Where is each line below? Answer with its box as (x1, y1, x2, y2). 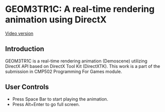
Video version (5, 30, 34, 36)
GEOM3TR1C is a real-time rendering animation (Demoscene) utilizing (5, 58, 148, 64)
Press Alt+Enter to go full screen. (12, 101, 80, 107)
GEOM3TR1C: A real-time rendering (5, 3, 155, 15)
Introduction (5, 45, 45, 53)
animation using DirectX (5, 14, 107, 25)
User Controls (5, 83, 49, 91)
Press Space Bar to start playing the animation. (12, 96, 109, 102)
